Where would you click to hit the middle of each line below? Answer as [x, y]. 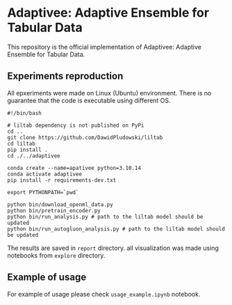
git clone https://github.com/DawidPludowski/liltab [85, 137]
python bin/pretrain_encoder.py [54, 210]
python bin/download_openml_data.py [60, 204]
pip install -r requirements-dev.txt [62, 180]
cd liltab [22, 143]
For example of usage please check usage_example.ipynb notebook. [104, 294]
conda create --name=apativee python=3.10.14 [74, 168]
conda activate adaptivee [44, 174]
